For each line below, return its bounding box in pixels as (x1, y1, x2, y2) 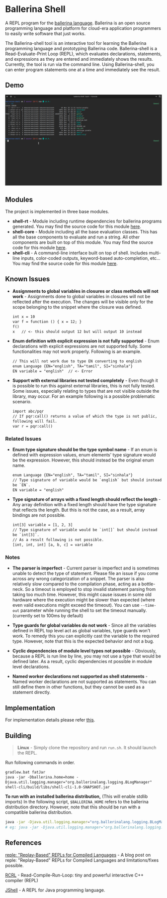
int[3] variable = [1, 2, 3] (12, 523, 73, 528)
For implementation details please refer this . (5, 717, 95, 723)
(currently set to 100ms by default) (12, 613, 83, 619)
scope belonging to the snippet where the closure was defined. (12, 304, 142, 310)
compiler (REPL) (5, 877, 38, 883)
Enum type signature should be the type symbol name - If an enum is (12, 447, 158, 452)
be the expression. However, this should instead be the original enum (12, 457, 154, 463)
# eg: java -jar (5, 825, 39, 830)
